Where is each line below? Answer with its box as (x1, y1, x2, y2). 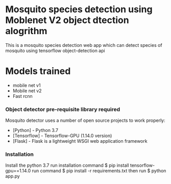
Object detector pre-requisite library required (5, 106, 120, 113)
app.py (5, 173, 20, 179)
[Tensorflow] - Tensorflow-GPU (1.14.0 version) (12, 133, 112, 139)
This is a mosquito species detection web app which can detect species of (5, 42, 162, 48)
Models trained (5, 65, 71, 77)
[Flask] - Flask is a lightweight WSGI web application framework (12, 138, 148, 144)
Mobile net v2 (12, 88, 42, 94)
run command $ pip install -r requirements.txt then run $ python (32, 168, 166, 174)
